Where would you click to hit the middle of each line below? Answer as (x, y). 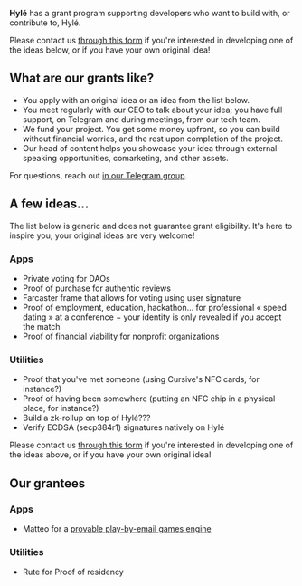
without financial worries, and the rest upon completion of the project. (152, 139)
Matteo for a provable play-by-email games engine (117, 528)
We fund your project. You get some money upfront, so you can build (151, 129)
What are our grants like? (82, 78)
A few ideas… (49, 204)
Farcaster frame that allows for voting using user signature (132, 297)
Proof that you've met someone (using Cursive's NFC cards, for (141, 379)
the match (41, 326)
